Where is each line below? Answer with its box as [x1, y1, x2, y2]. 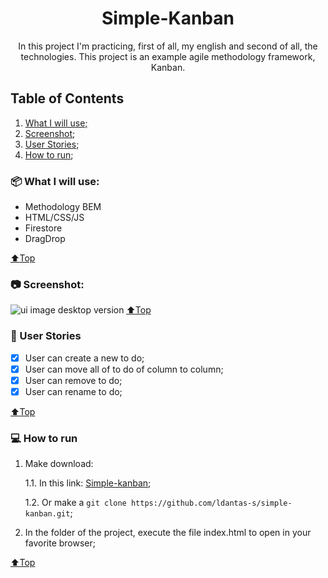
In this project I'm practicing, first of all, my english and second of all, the [18, 40, 318, 52]
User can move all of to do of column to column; [24, 363, 224, 375]
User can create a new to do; [24, 352, 145, 364]
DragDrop [24, 233, 66, 245]
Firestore [24, 222, 63, 234]
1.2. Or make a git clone [24, 497, 127, 509]
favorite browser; [24, 537, 97, 549]
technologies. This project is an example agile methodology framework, [20, 50, 316, 62]
